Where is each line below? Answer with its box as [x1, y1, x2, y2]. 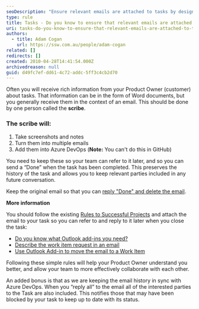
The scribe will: [6, 119, 52, 128]
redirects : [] [6, 53, 41, 59]
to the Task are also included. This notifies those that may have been [6, 289, 174, 297]
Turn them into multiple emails [14, 139, 89, 146]
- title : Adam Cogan [11, 36, 62, 42]
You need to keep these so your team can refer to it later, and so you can [6, 157, 184, 164]
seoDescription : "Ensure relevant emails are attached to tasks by [6, 8, 176, 15]
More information [6, 199, 50, 206]
